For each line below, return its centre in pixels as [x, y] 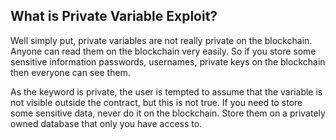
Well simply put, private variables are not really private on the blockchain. [161, 40]
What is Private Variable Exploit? [114, 16]
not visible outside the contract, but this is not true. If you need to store [156, 102]
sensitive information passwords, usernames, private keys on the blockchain [168, 61]
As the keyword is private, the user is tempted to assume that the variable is [166, 91]
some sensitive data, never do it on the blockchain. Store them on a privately [168, 113]
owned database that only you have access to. [106, 123]
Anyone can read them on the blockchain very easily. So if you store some [163, 51]
